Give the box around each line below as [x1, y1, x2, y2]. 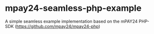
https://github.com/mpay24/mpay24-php [16, 23, 99, 29]
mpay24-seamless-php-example [5, 3, 142, 14]
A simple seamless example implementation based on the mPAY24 [5, 18, 138, 24]
